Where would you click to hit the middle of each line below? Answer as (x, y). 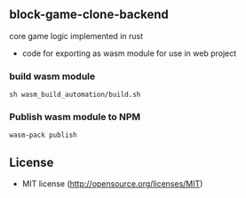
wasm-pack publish (43, 135)
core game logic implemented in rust (76, 36)
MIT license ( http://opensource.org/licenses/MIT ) (112, 184)
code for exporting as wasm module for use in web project (129, 53)
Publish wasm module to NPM (75, 117)
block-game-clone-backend (89, 15)
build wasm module (52, 76)
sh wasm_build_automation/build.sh (75, 95)
